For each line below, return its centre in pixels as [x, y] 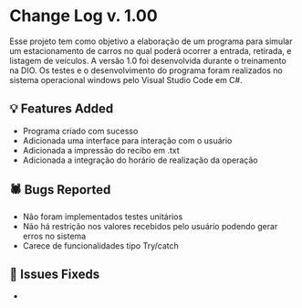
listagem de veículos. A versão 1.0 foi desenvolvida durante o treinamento [148, 60]
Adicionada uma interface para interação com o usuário [127, 140]
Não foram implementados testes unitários [103, 217]
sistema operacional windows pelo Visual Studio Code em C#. [126, 80]
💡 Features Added [62, 109]
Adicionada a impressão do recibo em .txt [101, 150]
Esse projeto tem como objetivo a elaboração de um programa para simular [151, 41]
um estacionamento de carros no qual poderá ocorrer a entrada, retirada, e [151, 50]
